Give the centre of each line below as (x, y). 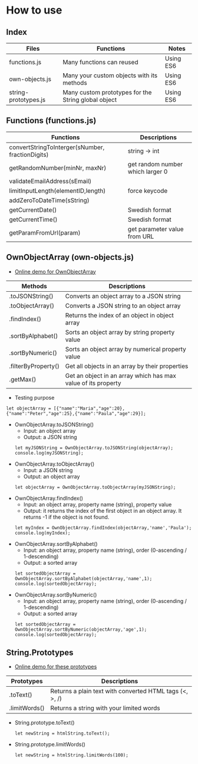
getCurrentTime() (33, 219)
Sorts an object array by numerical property (126, 349)
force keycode (148, 190)
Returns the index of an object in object (119, 315)
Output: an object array (52, 476)
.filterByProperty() (34, 366)
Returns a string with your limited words (105, 708)
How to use (34, 10)
